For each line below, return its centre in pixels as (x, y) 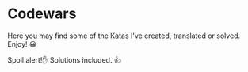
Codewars (42, 14)
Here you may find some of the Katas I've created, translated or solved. (124, 36)
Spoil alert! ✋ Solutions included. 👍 (65, 59)
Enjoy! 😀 (22, 44)
